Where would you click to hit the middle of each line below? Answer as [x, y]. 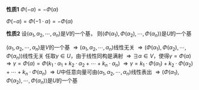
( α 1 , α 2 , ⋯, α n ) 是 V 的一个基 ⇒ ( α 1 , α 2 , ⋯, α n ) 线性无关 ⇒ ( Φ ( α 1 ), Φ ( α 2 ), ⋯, [97, 48]
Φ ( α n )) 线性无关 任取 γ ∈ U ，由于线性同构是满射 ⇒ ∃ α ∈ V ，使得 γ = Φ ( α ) [99, 56]
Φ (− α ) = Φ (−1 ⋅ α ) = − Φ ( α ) [40, 21]
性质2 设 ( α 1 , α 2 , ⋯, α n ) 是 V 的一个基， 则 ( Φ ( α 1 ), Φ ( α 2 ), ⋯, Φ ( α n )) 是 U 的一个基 [99, 34]
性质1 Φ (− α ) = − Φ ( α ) [32, 9]
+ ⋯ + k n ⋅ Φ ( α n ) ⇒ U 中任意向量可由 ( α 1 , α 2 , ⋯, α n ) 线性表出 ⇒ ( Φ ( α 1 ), [93, 73]
